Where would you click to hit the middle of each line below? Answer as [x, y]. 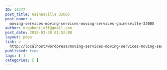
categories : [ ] [22, 60]
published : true [22, 51]
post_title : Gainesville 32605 [38, 14]
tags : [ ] [15, 55]
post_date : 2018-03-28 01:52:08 [39, 33]
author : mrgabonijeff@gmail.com [39, 28]
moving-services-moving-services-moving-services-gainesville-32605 [82, 23]
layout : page [19, 37]
